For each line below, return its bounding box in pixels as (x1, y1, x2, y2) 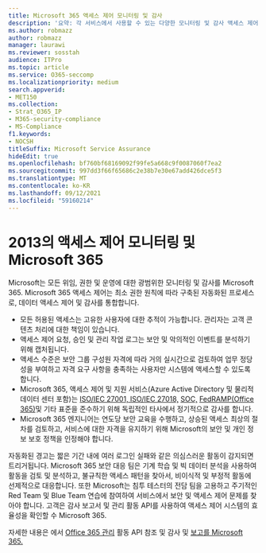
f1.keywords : (8, 130, 52, 138)
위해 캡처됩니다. (19, 345, 69, 354)
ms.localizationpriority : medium (8, 78, 119, 86)
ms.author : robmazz (8, 26, 73, 34)
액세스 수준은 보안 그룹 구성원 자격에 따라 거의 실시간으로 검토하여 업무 (19, 355, 238, 364)
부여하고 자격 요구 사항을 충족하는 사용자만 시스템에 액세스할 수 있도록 (34, 364, 252, 374)
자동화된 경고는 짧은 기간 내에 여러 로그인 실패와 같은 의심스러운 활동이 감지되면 (8, 451, 254, 461)
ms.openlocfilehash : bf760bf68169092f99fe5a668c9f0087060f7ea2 (8, 160, 222, 168)
